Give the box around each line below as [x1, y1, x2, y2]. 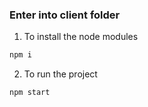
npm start [9, 88, 51, 98]
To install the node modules [23, 31, 139, 43]
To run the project [23, 68, 98, 80]
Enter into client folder [9, 8, 121, 22]
